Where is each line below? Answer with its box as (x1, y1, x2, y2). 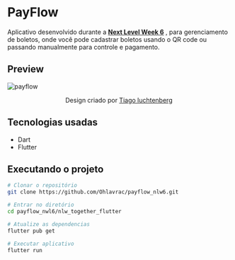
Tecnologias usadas (7, 116, 98, 128)
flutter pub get (7, 227, 55, 234)
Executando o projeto (7, 163, 104, 175)
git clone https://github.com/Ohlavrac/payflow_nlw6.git (7, 188, 179, 196)
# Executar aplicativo (7, 240, 74, 247)
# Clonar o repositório (7, 182, 78, 189)
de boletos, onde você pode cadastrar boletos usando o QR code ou (7, 35, 207, 43)
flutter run (7, 247, 42, 254)
